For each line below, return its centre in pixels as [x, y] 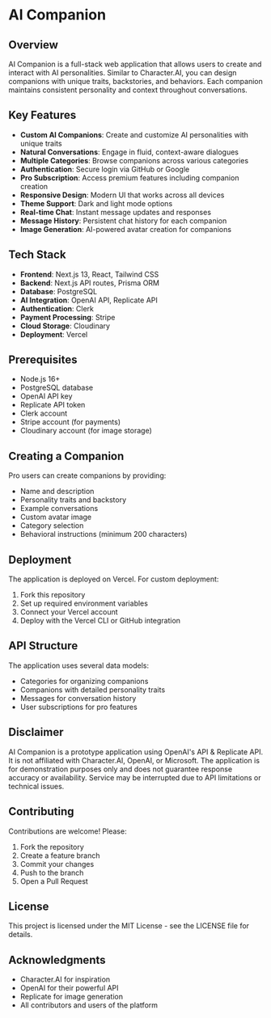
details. [21, 935]
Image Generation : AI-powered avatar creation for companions [126, 229]
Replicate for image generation [72, 997]
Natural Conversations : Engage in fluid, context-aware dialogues [129, 152]
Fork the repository [52, 847]
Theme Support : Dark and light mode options [96, 203]
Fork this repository [53, 595]
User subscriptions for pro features [78, 707]
